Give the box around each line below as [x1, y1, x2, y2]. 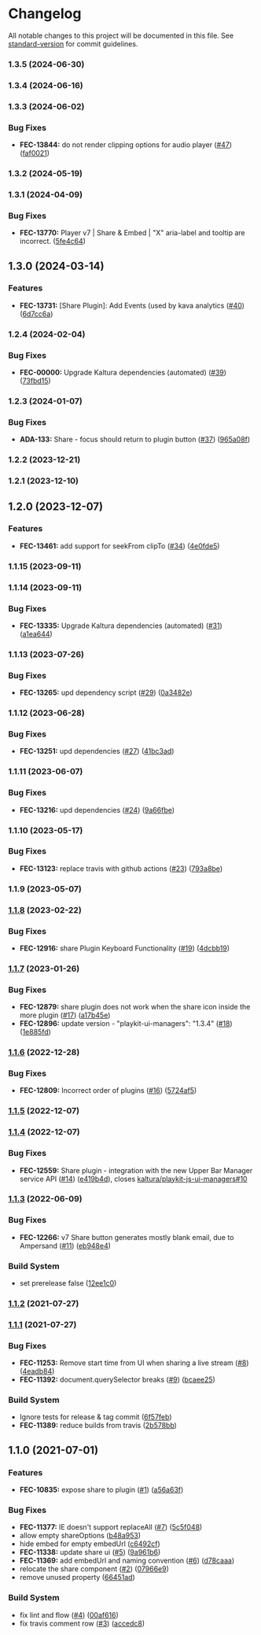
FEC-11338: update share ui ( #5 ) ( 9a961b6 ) [19, 1548, 161, 1557]
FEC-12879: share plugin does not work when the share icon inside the [19, 1002, 251, 1012]
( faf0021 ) [19, 149, 50, 157]
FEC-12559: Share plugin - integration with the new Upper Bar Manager [19, 1165, 253, 1175]
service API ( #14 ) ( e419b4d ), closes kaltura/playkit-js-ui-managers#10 [19, 1174, 248, 1183]
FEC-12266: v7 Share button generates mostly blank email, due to [19, 1232, 234, 1242]
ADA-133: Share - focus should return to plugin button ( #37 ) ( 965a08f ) [19, 434, 251, 445]
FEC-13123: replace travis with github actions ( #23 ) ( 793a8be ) [19, 863, 222, 873]
